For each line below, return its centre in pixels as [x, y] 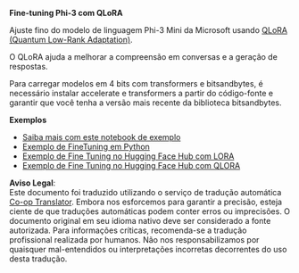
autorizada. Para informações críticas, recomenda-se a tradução [128, 230]
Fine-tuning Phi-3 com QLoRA [66, 13]
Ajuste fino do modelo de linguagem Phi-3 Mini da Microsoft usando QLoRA [149, 30]
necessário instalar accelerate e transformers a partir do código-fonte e [141, 93]
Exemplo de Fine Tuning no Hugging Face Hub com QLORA [131, 165]
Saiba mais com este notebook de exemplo [101, 137]
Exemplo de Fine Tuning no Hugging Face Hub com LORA [128, 156]
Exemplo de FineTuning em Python [86, 147]
